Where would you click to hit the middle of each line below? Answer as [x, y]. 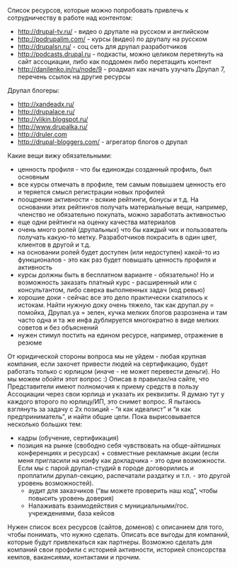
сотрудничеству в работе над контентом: [70, 18]
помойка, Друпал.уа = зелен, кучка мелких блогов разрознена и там [122, 312]
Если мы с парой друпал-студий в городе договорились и [106, 468]
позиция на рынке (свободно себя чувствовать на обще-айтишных [119, 445]
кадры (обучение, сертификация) [68, 438]
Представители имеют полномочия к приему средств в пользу [103, 386]
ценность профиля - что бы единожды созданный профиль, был [115, 169]
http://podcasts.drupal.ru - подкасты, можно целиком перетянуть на [121, 54]
